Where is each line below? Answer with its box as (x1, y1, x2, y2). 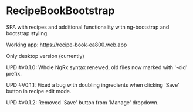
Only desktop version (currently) (6, 52, 85, 59)
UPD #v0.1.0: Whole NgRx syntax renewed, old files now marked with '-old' (6, 63, 188, 71)
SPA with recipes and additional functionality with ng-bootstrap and (6, 23, 170, 30)
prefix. (6, 70, 22, 77)
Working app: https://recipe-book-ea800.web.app (6, 41, 127, 48)
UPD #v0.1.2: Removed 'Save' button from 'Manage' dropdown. (6, 99, 159, 106)
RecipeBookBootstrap (6, 4, 116, 18)
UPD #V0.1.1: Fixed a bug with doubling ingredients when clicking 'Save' (6, 81, 180, 89)
